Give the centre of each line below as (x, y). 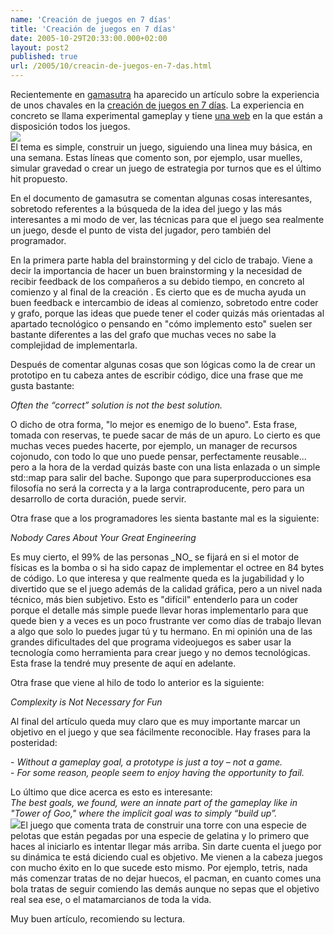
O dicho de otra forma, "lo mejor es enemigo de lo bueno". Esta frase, (154, 424)
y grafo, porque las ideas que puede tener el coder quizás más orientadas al (167, 313)
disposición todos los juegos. (70, 126)
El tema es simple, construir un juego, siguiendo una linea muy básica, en (161, 147)
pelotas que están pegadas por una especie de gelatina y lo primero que (160, 835)
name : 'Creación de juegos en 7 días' (91, 19)
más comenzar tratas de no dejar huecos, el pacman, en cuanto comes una (166, 878)
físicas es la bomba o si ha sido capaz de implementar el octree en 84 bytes (167, 567)
